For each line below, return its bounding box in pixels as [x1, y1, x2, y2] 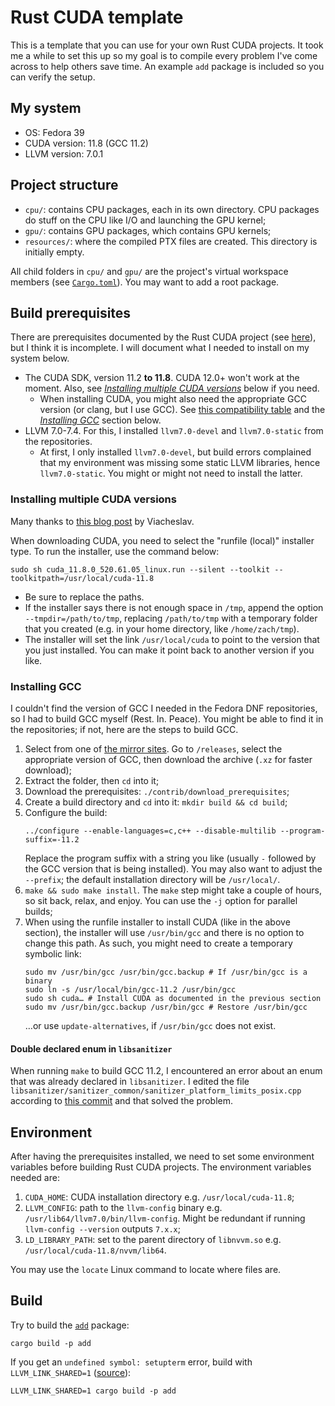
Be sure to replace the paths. [24, 591, 145, 603]
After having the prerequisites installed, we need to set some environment [10, 1150, 315, 1162]
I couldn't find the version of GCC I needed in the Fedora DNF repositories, [10, 702, 318, 714]
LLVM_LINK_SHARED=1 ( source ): [10, 1366, 132, 1378]
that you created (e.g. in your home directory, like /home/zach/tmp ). [24, 622, 300, 635]
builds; [24, 905, 53, 917]
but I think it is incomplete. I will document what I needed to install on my [10, 342, 310, 354]
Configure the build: [24, 806, 108, 818]
